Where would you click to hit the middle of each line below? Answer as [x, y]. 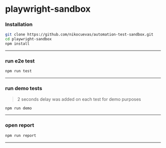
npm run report [21, 135]
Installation [19, 25]
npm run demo [19, 108]
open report [20, 125]
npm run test [19, 71]
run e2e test [20, 61]
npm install [17, 44]
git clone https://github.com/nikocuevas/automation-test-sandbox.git [79, 35]
